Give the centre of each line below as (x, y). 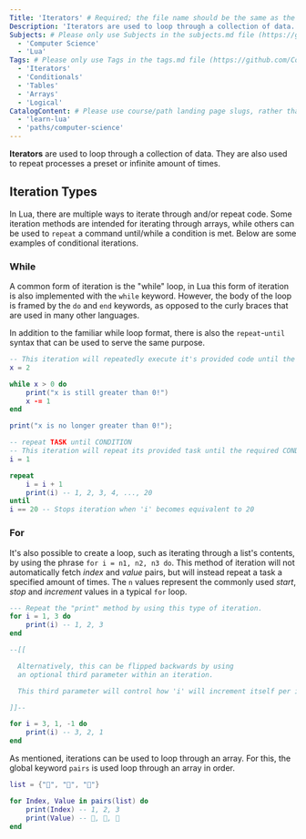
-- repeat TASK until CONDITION (71, 442)
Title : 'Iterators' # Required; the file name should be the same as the (153, 18)
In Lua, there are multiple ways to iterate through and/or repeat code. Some (151, 214)
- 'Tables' (38, 86)
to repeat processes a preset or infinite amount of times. (115, 163)
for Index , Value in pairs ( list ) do (79, 801)
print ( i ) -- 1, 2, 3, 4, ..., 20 (89, 492)
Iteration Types (53, 192)
